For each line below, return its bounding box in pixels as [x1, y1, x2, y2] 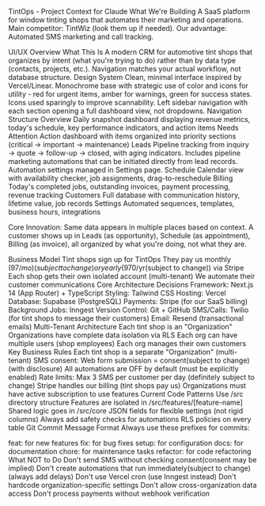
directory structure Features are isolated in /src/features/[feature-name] [8, 398, 244, 407]
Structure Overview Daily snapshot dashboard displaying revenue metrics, [8, 115, 251, 124]
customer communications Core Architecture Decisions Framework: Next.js [8, 280, 254, 289]
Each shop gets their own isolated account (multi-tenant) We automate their [8, 272, 256, 280]
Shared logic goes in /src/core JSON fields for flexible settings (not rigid [8, 406, 244, 415]
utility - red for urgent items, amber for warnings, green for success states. [8, 89, 252, 98]
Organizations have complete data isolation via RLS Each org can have [8, 330, 238, 340]
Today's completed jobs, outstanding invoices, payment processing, [8, 182, 231, 191]
